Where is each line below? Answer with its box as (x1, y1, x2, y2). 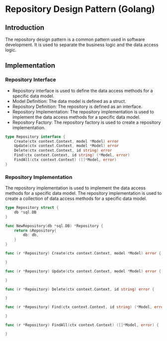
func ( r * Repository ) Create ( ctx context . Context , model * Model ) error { (5, 251, 162, 256)
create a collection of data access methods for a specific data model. (5, 195, 148, 202)
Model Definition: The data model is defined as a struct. (12, 98, 127, 104)
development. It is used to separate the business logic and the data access (5, 42, 159, 48)
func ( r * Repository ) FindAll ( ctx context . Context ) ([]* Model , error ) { (5, 323, 159, 328)
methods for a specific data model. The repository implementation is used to (5, 190, 162, 196)
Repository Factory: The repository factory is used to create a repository (12, 119, 161, 125)
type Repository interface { (5, 134, 66, 139)
